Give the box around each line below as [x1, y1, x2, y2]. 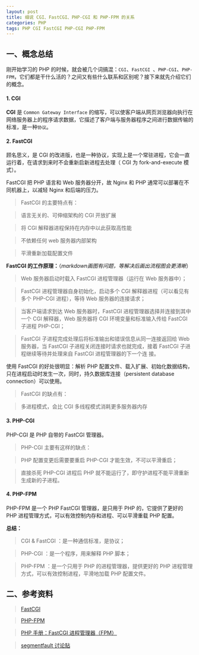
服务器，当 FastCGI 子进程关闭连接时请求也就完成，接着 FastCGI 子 [20, 343, 185, 350]
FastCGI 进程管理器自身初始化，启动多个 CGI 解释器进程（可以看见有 [20, 288, 189, 295]
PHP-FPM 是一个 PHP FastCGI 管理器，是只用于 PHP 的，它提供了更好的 [6, 504, 184, 511]
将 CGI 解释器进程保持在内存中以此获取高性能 [20, 224, 132, 232]
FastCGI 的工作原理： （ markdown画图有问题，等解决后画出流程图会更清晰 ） [6, 263, 192, 270]
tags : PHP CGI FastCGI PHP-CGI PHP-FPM [6, 25, 105, 32]
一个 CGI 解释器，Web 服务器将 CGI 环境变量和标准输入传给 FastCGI [20, 315, 188, 322]
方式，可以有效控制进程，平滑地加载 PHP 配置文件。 [20, 570, 149, 577]
